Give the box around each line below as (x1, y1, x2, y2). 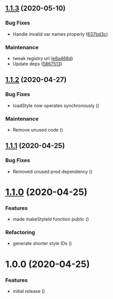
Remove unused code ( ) (12, 127, 64, 133)
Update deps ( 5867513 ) (12, 61, 63, 67)
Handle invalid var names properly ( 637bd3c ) (12, 31, 108, 37)
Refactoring (5, 229, 36, 236)
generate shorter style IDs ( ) (12, 240, 72, 246)
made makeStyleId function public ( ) (12, 216, 89, 222)
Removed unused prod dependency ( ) (12, 168, 93, 175)
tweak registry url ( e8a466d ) (12, 55, 73, 61)
